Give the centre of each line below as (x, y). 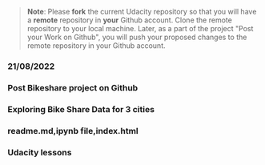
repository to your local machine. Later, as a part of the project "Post (140, 28)
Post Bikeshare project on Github (73, 87)
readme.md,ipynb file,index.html (73, 131)
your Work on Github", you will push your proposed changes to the (137, 37)
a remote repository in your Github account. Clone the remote (130, 20)
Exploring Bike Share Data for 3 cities (81, 109)
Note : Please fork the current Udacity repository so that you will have (142, 12)
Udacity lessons (40, 152)
